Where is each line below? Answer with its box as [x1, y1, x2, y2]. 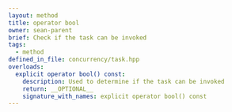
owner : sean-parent [8, 26, 73, 34]
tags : [8, 41, 26, 49]
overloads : [8, 63, 44, 71]
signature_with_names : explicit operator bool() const [22, 92, 207, 100]
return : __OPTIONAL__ [22, 84, 93, 93]
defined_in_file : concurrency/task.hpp [8, 56, 140, 64]
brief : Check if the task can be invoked [8, 33, 147, 42]
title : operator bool [8, 19, 80, 27]
